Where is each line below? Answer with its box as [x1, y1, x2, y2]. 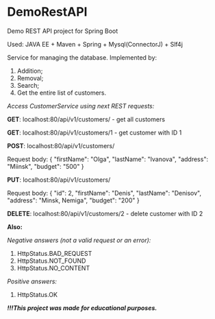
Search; [16, 81, 40, 89]
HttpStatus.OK [16, 290, 58, 298]
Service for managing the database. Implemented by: [7, 53, 157, 62]
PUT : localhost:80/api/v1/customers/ [7, 176, 111, 184]
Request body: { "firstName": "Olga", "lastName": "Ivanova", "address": [7, 155, 209, 163]
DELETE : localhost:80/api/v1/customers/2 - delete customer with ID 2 [7, 209, 203, 217]
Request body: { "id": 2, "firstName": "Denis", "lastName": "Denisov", [7, 189, 202, 197]
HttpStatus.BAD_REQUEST [16, 249, 92, 257]
